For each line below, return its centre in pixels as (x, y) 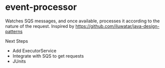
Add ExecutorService (34, 51)
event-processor (41, 7)
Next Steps (17, 41)
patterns (14, 31)
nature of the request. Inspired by (40, 26)
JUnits (19, 61)
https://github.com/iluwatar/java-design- (117, 26)
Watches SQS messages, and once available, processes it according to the (82, 21)
